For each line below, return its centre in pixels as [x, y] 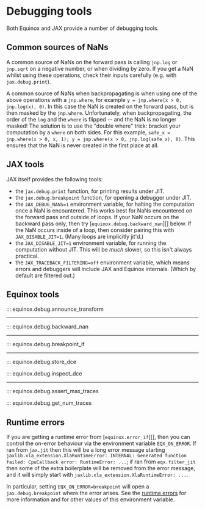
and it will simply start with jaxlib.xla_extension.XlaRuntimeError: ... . [97, 475]
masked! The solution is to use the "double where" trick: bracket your [94, 126]
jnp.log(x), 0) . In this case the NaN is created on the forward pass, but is [100, 106]
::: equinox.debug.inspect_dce [44, 374]
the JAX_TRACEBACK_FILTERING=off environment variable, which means [103, 262]
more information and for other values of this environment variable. [91, 499]
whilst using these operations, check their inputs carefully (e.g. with [92, 75]
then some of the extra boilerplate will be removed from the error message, [101, 468]
